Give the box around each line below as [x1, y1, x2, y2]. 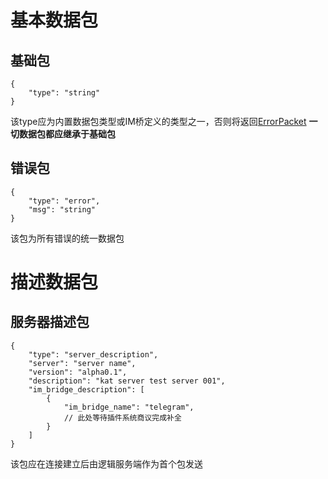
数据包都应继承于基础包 [18, 128, 116, 140]
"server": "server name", [28, 358, 137, 368]
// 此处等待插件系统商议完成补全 [63, 412, 182, 423]
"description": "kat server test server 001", [28, 376, 226, 386]
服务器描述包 [10, 314, 90, 331]
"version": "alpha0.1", [28, 367, 128, 377]
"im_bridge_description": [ [28, 384, 145, 395]
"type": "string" [28, 88, 101, 98]
